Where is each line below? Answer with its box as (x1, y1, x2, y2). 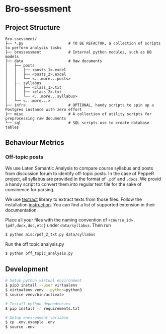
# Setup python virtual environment (5, 278, 82, 283)
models (5, 54, 19, 59)
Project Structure (5, 23, 60, 32)
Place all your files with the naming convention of (5, 216, 107, 222)
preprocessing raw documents (5, 116, 66, 121)
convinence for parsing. (5, 186, 55, 192)
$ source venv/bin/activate (5, 292, 64, 297)
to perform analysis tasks (5, 45, 62, 50)
